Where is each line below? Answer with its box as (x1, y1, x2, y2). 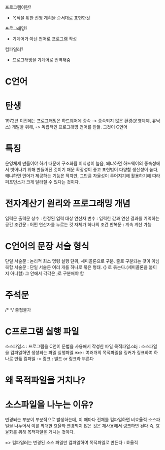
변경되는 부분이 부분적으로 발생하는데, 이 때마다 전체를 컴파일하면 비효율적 (5, 416, 147, 422)
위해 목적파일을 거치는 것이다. (18, 429, 75, 435)
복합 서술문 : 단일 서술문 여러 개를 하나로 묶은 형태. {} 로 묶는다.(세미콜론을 (5, 264, 148, 270)
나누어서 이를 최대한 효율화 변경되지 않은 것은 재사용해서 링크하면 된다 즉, (14, 422, 155, 429)
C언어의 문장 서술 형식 (5, 241, 90, 252)
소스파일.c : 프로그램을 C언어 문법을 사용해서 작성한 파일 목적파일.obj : (5, 343, 140, 349)
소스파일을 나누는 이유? (5, 400, 94, 410)
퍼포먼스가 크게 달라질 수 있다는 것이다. (5, 179, 80, 185)
